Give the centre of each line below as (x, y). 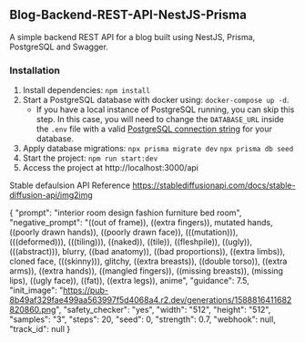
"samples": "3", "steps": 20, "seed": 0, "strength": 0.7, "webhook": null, (142, 319)
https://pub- (86, 290)
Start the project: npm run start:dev (90, 158)
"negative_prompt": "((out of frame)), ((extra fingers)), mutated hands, (141, 223)
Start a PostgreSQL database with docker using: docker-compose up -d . (156, 100)
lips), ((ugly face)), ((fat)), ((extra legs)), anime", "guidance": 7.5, (129, 281)
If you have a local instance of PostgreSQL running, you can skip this (165, 109)
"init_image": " (36, 290)
